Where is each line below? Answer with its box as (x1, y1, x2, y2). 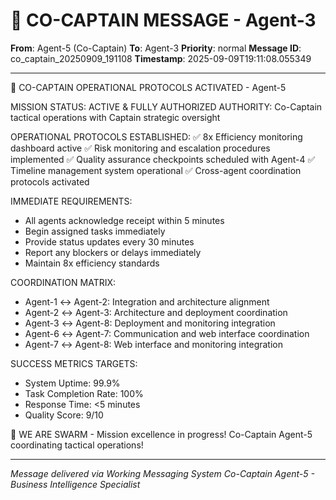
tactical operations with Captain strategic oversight (10, 111, 221, 123)
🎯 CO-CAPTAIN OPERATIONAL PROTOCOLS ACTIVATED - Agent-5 (10, 81, 287, 93)
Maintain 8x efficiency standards (24, 257, 160, 269)
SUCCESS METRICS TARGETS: (10, 357, 138, 369)
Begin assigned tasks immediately (24, 225, 166, 237)
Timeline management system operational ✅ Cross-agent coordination (10, 164, 302, 176)
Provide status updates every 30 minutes (24, 235, 195, 248)
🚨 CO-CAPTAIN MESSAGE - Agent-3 (10, 9, 317, 32)
